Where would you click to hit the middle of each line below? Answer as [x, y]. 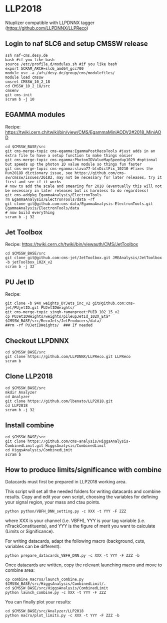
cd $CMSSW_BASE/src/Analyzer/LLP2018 [44, 611]
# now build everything [30, 212]
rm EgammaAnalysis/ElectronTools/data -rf [50, 199]
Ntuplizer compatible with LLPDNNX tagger [50, 23]
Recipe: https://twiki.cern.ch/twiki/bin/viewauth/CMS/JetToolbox [72, 244]
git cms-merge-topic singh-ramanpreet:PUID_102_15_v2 [62, 312]
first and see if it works [33, 182]
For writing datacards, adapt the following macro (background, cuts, [75, 541]
